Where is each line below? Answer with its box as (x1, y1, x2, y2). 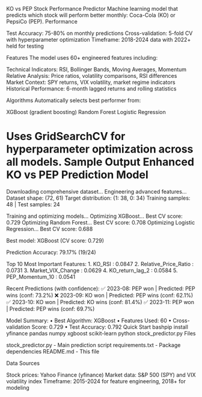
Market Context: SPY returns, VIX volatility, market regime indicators (6, 78, 176, 86)
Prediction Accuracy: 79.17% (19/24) (6, 249, 96, 256)
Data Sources (6, 359, 40, 367)
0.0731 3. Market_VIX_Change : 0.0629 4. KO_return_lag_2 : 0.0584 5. (6, 267, 179, 274)
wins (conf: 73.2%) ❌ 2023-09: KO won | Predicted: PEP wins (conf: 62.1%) (6, 291, 194, 299)
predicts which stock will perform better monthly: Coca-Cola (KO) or (6, 11, 176, 19)
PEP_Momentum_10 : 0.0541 (6, 273, 76, 280)
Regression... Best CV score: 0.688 (6, 225, 93, 232)
